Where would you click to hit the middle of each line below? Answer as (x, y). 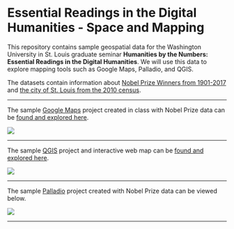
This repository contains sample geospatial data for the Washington (104, 47)
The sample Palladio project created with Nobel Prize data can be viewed (112, 191)
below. (17, 198)
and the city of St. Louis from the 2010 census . (74, 90)
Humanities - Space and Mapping (106, 27)
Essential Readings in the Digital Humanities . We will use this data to (107, 61)
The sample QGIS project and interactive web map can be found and (106, 150)
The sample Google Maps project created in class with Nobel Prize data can (116, 110)
